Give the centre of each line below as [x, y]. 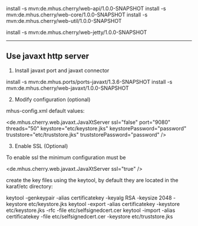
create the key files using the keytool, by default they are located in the [92, 180]
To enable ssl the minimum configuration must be [66, 157]
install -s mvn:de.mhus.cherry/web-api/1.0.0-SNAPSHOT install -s [86, 9]
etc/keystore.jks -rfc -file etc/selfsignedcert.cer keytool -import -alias [91, 210]
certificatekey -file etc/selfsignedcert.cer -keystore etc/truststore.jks [90, 216]
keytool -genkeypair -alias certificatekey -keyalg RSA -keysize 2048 [89, 198]
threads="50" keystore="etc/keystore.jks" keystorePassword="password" [96, 128]
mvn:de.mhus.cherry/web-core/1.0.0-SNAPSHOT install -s [77, 15]
